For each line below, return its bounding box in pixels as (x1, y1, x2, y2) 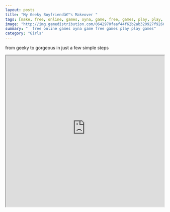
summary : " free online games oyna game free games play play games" (5, 26, 156, 31)
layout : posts (5, 7, 35, 13)
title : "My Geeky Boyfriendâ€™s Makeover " (5, 12, 98, 17)
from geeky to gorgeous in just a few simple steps (5, 45, 109, 50)
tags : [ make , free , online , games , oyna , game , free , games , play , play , (5, 17, 163, 22)
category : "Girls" (5, 31, 44, 36)
